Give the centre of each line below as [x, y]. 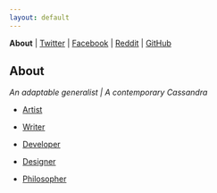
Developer [41, 145]
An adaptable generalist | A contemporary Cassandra [108, 92]
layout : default [39, 17]
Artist [32, 110]
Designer [39, 162]
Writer [33, 127]
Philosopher [44, 179]
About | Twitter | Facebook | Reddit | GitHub [91, 43]
